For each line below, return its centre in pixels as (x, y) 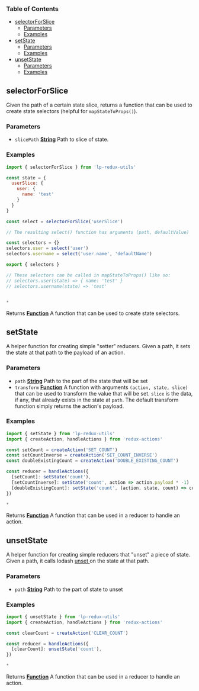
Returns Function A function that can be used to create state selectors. (93, 313)
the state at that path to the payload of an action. (66, 353)
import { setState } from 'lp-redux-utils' (61, 433)
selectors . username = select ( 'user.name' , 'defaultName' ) (79, 254)
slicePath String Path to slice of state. (62, 139)
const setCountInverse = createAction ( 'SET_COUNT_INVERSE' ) (82, 455)
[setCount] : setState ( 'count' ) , (52, 477)
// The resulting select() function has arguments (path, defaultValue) (98, 232)
